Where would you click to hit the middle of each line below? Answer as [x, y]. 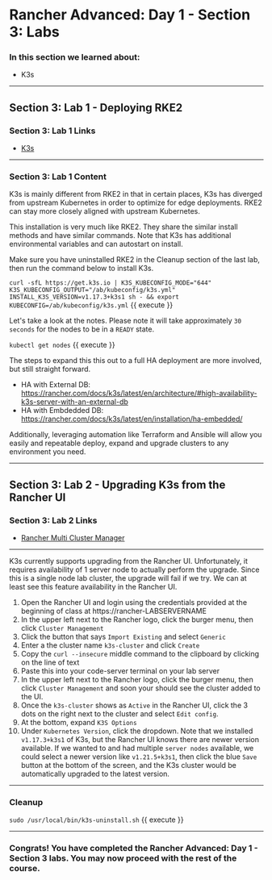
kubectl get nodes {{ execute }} [62, 345]
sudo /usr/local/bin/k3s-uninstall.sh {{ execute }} [96, 820]
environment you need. [48, 452]
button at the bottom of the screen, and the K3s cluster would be [129, 765]
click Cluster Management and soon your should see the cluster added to [140, 688]
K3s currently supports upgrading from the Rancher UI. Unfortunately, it [129, 561]
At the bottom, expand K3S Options [79, 723]
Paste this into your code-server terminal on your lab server [120, 671]
